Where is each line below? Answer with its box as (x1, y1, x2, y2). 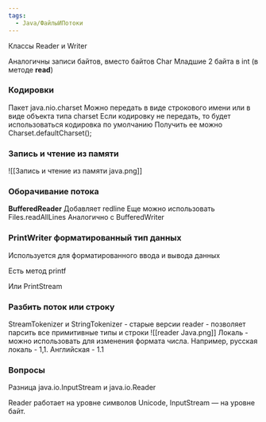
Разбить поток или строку (8, 301, 115, 312)
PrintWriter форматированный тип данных (8, 232, 182, 244)
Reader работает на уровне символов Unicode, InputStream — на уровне (8, 398, 256, 408)
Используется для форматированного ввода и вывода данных (8, 250, 221, 260)
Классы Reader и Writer (8, 41, 87, 50)
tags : (8, 11, 26, 20)
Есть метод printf (8, 266, 67, 275)
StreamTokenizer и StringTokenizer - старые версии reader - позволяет (8, 319, 246, 329)
